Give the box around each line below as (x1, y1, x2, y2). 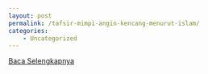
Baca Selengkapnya (8, 56, 75, 66)
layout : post (8, 11, 52, 20)
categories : (8, 27, 48, 35)
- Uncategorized (23, 34, 78, 43)
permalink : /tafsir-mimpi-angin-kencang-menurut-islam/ (8, 19, 200, 27)
